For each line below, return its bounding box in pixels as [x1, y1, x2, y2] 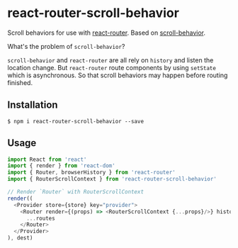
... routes [25, 215, 55, 222]
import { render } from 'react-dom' [7, 162, 115, 169]
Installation [7, 99, 58, 111]
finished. [7, 78, 33, 86]
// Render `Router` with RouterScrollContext [7, 188, 144, 196]
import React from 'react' [7, 156, 87, 163]
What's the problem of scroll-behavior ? [7, 42, 125, 50]
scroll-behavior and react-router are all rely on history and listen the [7, 55, 214, 64]
